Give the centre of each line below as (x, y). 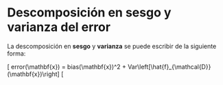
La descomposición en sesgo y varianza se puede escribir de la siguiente (112, 46)
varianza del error (59, 27)
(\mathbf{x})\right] (33, 74)
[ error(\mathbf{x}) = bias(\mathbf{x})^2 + (67, 66)
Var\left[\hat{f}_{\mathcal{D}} (169, 66)
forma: (16, 53)
